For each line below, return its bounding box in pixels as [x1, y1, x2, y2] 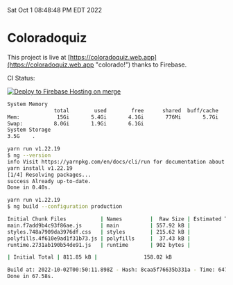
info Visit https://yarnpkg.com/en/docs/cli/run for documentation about [7, 158, 225, 165]
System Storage [7, 126, 51, 134]
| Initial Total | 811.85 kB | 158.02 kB [7, 254, 172, 261]
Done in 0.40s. [7, 184, 51, 191]
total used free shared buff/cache [53, 107, 218, 114]
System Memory [7, 101, 49, 107]
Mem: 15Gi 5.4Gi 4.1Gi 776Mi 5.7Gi [7, 114, 218, 121]
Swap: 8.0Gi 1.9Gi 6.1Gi [7, 120, 144, 127]
